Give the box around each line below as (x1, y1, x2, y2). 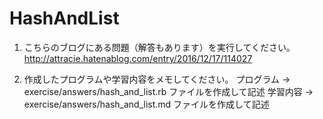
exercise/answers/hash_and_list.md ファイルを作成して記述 (23, 98, 270, 110)
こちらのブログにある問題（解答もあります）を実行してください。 (23, 41, 296, 53)
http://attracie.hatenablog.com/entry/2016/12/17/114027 (23, 52, 253, 64)
